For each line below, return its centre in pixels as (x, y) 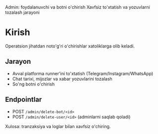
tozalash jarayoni (22, 12)
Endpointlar (24, 100)
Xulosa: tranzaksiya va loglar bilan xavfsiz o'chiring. (58, 126)
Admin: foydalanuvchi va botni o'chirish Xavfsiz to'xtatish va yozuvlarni (78, 7)
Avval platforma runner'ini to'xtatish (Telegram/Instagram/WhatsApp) (83, 73)
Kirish (18, 32)
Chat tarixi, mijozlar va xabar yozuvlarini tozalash (62, 79)
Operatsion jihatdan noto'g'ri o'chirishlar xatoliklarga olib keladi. (70, 46)
